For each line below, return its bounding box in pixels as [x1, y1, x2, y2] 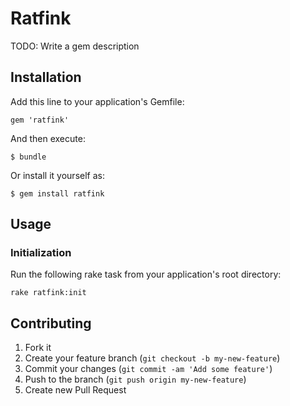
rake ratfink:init [10, 288, 87, 298]
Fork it [24, 342, 52, 354]
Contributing [10, 315, 92, 332]
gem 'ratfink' [10, 115, 70, 125]
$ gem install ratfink [10, 188, 105, 199]
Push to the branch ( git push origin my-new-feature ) [24, 373, 247, 386]
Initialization [10, 246, 72, 260]
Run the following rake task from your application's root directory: [10, 268, 282, 281]
